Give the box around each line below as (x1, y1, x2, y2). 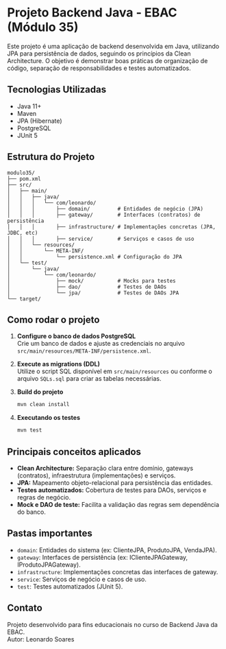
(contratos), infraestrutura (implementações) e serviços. (16, 471, 176, 480)
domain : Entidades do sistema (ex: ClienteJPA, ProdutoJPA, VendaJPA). (16, 545, 217, 554)
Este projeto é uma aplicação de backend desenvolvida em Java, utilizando (7, 42, 220, 50)
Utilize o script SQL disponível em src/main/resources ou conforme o (16, 367, 212, 375)
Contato (7, 602, 42, 614)
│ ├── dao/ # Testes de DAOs (7, 283, 167, 290)
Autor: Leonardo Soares (7, 635, 75, 643)
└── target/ (7, 295, 41, 303)
